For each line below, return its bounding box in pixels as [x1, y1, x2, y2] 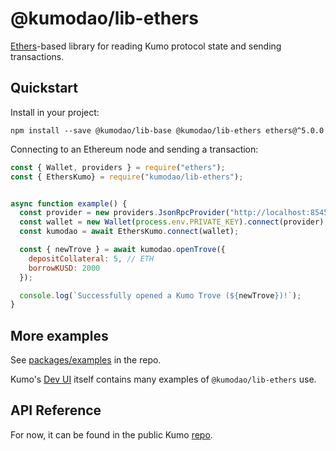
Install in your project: [10, 106, 100, 118]
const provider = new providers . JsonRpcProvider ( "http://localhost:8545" [19, 208, 333, 218]
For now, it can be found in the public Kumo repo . [10, 428, 213, 441]
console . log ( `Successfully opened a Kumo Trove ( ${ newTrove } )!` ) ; [19, 290, 302, 301]
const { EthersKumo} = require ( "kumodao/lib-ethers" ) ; [10, 172, 244, 182]
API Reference [10, 402, 102, 419]
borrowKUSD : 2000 [28, 263, 101, 273]
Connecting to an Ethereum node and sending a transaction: [10, 143, 259, 155]
